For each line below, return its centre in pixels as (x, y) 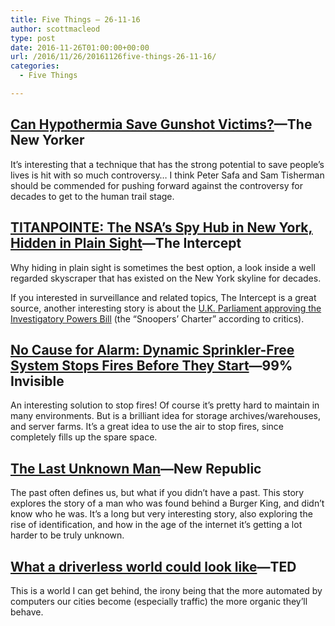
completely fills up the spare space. (84, 437)
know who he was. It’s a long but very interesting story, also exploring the (161, 514)
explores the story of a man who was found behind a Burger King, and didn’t (167, 503)
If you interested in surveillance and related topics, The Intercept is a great (163, 297)
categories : (35, 66)
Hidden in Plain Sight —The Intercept (126, 243)
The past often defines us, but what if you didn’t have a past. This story (157, 493)
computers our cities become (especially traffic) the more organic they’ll (159, 601)
